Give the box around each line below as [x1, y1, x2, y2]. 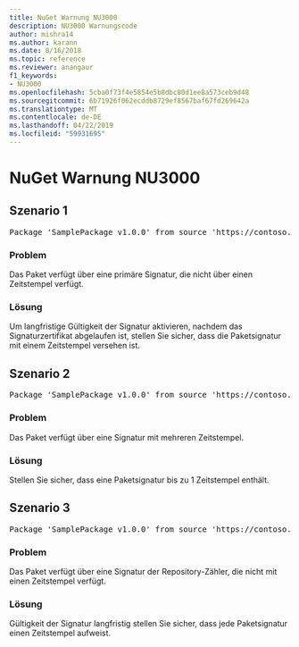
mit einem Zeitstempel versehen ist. [9, 340, 141, 351]
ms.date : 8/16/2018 [9, 46, 82, 55]
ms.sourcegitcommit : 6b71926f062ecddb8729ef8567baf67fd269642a [9, 96, 250, 105]
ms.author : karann [9, 38, 78, 47]
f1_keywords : [9, 71, 58, 80]
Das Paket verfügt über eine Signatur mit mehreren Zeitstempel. [9, 432, 244, 442]
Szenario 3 [9, 500, 71, 516]
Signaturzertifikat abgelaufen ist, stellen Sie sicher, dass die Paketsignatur [9, 331, 282, 341]
